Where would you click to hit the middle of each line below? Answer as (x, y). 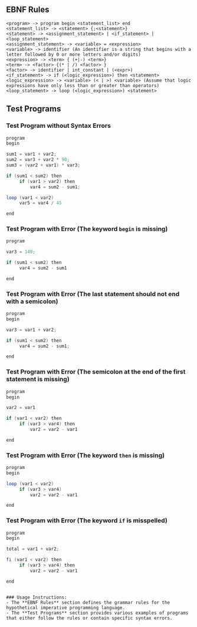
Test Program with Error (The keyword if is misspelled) (87, 520)
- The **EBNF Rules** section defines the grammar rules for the (88, 602)
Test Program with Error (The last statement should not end (93, 294)
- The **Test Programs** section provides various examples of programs (97, 613)
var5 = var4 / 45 (40, 203)
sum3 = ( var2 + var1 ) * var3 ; (43, 165)
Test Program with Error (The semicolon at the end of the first (96, 372)
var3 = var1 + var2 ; (32, 330)
